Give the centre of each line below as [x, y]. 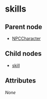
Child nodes [23, 54]
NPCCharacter [26, 38]
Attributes [20, 81]
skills [16, 9]
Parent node [23, 27]
